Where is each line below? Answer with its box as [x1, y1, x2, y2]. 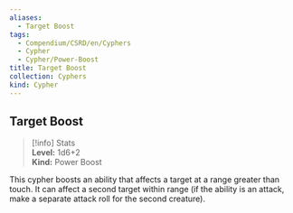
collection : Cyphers [9, 72, 88, 81]
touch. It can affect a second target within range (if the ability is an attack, [9, 184, 285, 195]
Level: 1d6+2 [31, 147, 80, 158]
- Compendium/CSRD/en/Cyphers [17, 38, 131, 48]
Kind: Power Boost [31, 157, 102, 168]
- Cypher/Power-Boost [17, 55, 99, 64]
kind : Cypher [9, 80, 59, 89]
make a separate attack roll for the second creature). [9, 193, 206, 204]
